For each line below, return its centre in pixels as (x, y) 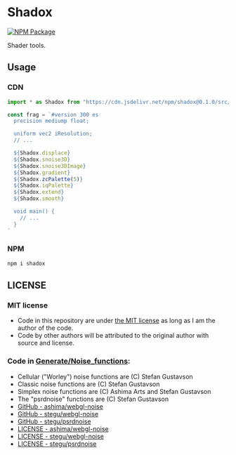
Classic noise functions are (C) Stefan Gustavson (88, 384)
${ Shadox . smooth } (39, 199)
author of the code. (45, 328)
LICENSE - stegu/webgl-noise (60, 436)
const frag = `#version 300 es (53, 114)
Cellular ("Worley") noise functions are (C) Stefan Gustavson (105, 376)
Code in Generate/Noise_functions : (69, 361)
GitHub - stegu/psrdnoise (54, 421)
